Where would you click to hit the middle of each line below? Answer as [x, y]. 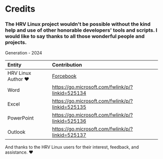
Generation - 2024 [24, 53]
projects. [16, 42]
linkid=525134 [69, 93]
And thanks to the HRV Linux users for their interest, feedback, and [72, 147]
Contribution [67, 65]
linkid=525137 [69, 135]
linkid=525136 [69, 121]
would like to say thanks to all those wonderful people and [75, 36]
